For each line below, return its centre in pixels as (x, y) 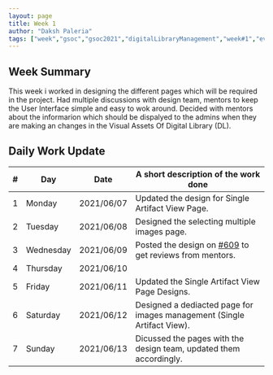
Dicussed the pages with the (190, 338)
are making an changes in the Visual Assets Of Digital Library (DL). (120, 126)
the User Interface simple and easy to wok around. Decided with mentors (131, 109)
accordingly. (159, 359)
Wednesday (48, 250)
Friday (38, 286)
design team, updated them (188, 348)
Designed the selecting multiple (195, 221)
